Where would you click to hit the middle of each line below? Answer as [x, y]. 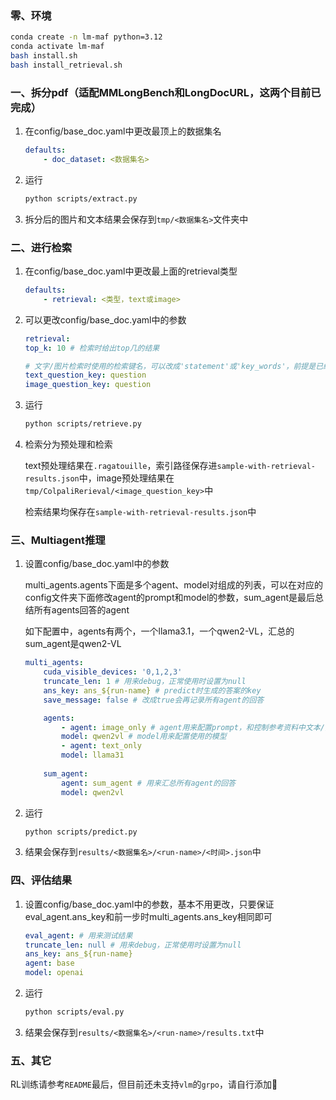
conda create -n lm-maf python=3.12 [86, 37]
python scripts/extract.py [81, 198]
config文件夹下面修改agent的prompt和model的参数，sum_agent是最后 [170, 598]
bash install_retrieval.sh [66, 65]
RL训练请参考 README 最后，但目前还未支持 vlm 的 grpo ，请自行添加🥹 [144, 1084]
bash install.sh [44, 56]
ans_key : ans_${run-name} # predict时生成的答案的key [152, 690]
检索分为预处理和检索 [68, 444]
